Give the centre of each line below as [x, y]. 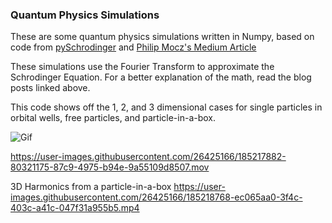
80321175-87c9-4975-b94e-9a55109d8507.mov [110, 167]
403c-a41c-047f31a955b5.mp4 [75, 208]
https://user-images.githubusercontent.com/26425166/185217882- [148, 157]
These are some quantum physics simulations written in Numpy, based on [162, 37]
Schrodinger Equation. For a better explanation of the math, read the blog [161, 77]
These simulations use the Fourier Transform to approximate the [142, 67]
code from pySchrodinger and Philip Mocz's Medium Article [133, 47]
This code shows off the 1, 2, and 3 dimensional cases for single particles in [166, 107]
